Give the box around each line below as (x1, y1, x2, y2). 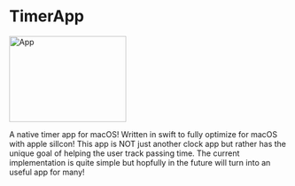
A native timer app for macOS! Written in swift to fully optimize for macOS (9, 128, 277, 139)
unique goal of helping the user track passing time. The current (9, 148, 240, 159)
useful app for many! (9, 167, 86, 177)
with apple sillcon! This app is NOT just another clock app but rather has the (9, 138, 286, 149)
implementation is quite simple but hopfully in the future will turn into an (9, 157, 271, 167)
